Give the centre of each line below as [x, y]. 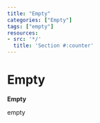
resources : [23, 33]
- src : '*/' [24, 39]
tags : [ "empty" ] [30, 26]
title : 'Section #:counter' [54, 46]
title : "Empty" [29, 13]
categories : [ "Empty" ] [40, 20]
